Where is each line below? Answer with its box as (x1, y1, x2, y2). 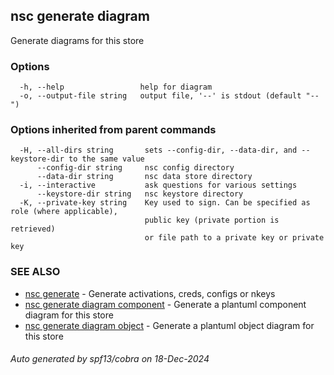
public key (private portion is (144, 215, 280, 226)
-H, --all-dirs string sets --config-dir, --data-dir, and (19, 145, 298, 156)
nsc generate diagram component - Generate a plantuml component (24, 298, 307, 310)
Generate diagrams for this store (10, 34, 145, 46)
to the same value (68, 154, 145, 164)
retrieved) (10, 224, 56, 234)
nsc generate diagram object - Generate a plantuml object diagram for (24, 319, 315, 331)
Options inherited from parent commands (10, 123, 217, 137)
